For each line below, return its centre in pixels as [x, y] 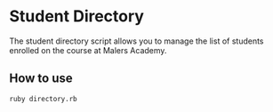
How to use [41, 79]
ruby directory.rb [43, 99]
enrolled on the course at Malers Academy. [88, 50]
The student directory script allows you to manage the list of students [136, 41]
